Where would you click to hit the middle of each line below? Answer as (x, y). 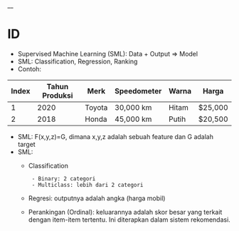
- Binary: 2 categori (64, 179)
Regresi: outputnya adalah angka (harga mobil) (97, 198)
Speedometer (138, 91)
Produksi (58, 96)
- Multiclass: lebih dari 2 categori (87, 185)
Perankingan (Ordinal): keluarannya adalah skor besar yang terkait (125, 212)
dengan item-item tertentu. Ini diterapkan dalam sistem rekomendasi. (129, 220)
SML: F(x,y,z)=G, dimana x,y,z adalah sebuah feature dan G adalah (115, 136)
